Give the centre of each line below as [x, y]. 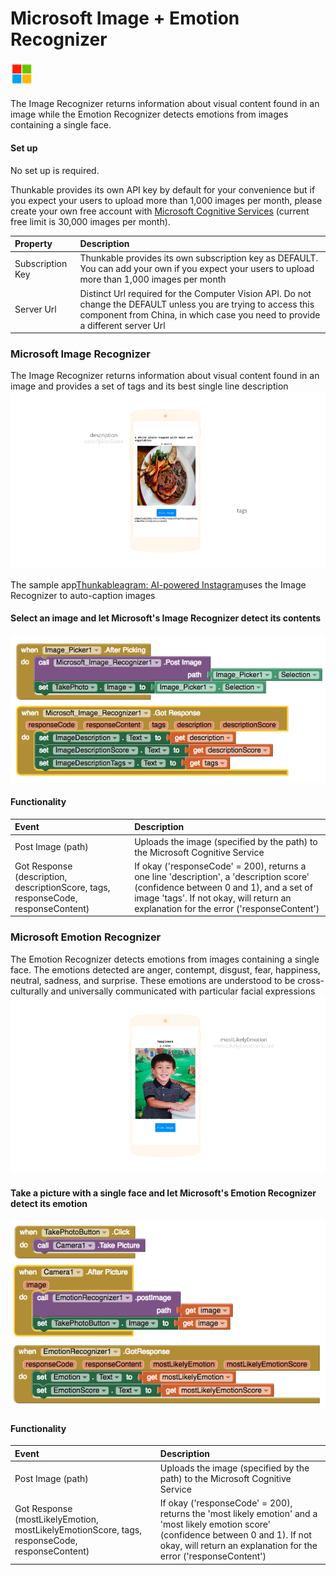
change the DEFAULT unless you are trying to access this [197, 304]
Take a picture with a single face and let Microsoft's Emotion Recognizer [163, 1193]
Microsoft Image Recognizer [80, 354]
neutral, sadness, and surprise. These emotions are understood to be [153, 980]
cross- [311, 980]
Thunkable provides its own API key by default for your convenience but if [163, 189]
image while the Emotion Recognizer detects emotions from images [149, 114]
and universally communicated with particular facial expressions [183, 991]
